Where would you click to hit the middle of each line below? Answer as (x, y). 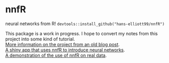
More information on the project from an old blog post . (63, 44)
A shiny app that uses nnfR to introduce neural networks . (65, 50)
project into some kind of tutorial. (40, 39)
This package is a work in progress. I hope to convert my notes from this (82, 33)
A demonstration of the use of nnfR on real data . (56, 55)
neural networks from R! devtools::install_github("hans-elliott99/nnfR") (85, 24)
